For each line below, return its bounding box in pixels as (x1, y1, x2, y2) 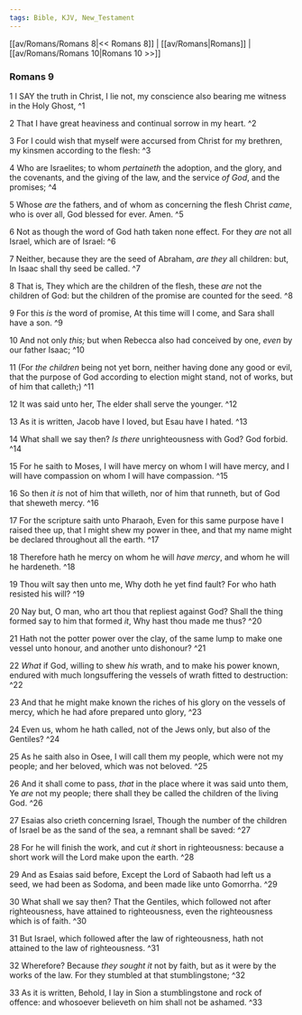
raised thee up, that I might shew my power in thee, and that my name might (9, 524, 292, 535)
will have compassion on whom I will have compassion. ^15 (9, 470, 228, 481)
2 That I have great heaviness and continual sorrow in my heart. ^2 (9, 117, 257, 128)
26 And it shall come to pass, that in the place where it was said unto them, (9, 778, 288, 789)
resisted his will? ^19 (9, 588, 86, 599)
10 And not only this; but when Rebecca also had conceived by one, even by (9, 334, 293, 345)
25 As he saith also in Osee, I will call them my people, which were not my (9, 751, 284, 762)
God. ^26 (9, 797, 43, 808)
